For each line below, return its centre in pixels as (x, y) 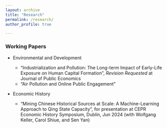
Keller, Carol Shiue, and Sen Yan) (55, 120)
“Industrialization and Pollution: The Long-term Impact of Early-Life (91, 67)
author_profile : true (28, 24)
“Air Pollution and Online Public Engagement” (68, 84)
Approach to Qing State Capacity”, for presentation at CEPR (83, 109)
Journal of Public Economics (50, 78)
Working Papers (26, 46)
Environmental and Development (47, 58)
